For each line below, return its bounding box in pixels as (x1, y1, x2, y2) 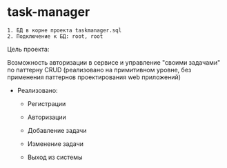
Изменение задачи (27, 139, 84, 148)
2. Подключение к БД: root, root (7, 32, 103, 40)
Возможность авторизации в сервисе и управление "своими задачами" (7, 58, 221, 66)
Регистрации (27, 99, 66, 107)
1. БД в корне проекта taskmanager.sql (7, 27, 122, 34)
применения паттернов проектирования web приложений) (7, 73, 181, 81)
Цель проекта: (7, 45, 50, 53)
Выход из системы (27, 153, 83, 161)
